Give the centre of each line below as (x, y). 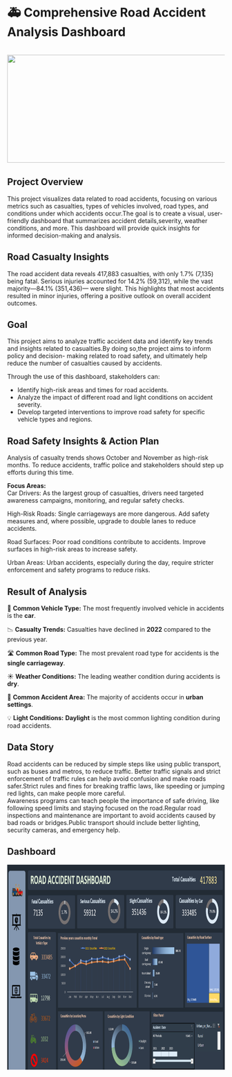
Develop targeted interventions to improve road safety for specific (111, 412)
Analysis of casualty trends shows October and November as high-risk (108, 458)
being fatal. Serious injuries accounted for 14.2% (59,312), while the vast (110, 281)
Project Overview (45, 182)
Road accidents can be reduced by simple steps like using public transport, (114, 764)
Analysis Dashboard (67, 32)
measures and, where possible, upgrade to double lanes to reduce (101, 521)
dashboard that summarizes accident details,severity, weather (119, 220)
